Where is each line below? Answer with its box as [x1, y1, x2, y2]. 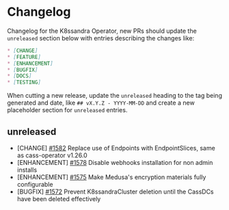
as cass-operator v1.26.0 [16, 151, 87, 159]
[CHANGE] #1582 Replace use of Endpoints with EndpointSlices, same [16, 144, 215, 152]
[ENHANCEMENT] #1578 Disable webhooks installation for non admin [16, 159, 213, 166]
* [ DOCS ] [7, 73, 32, 79]
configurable [16, 181, 53, 188]
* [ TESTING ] [7, 79, 41, 86]
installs [16, 166, 38, 174]
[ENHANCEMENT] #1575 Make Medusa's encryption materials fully [16, 173, 206, 181]
